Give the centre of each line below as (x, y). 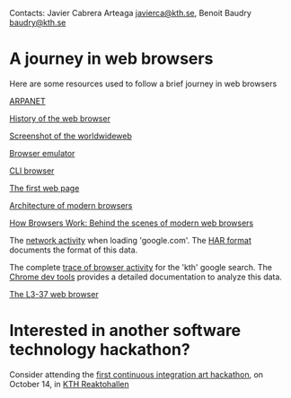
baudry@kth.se (38, 22)
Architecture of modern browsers (71, 205)
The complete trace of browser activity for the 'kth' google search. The (141, 267)
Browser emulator (42, 153)
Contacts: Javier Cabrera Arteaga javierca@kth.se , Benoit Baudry (130, 13)
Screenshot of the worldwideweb (71, 136)
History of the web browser (60, 118)
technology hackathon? (100, 350)
